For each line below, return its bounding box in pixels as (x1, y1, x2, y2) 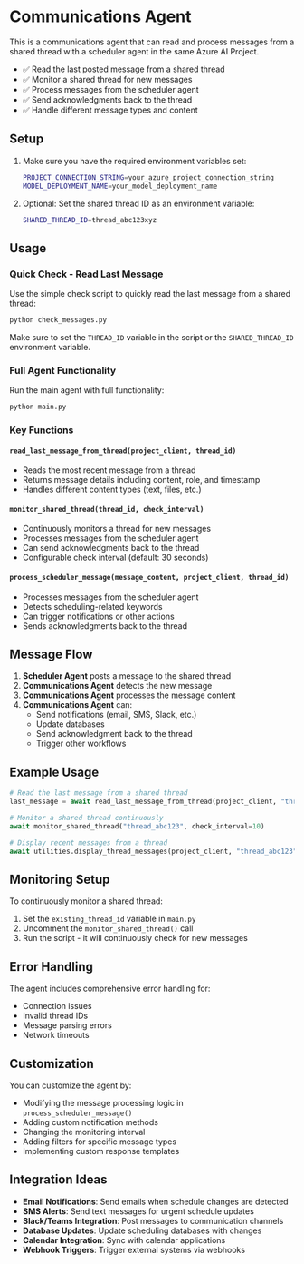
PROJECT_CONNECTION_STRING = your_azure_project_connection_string (22, 172, 274, 182)
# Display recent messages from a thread (9, 838, 168, 848)
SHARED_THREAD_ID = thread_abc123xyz (22, 215, 157, 224)
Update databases (35, 719, 106, 730)
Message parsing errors (22, 1020, 113, 1031)
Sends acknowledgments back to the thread (22, 620, 188, 632)
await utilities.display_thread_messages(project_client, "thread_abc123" (9, 847, 298, 856)
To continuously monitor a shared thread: (9, 896, 163, 906)
